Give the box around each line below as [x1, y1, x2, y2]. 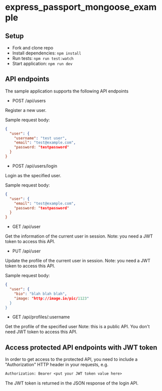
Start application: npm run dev [12, 61, 73, 66]
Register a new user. [5, 107, 47, 113]
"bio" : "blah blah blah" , [14, 291, 67, 296]
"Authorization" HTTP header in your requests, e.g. [5, 362, 109, 368]
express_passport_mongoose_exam [5, 1, 157, 13]
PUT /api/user [12, 248, 41, 254]
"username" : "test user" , [14, 136, 67, 141]
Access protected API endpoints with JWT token [5, 343, 158, 351]
